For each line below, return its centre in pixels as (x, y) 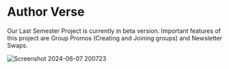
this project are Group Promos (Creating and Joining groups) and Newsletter (115, 38)
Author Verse (46, 12)
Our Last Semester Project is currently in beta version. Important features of (114, 31)
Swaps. (18, 45)
